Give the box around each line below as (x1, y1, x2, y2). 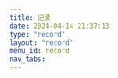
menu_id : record (9, 47, 70, 56)
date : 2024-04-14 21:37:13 (9, 22, 110, 30)
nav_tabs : (9, 55, 46, 64)
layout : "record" (9, 38, 74, 48)
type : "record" (9, 30, 66, 39)
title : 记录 (9, 13, 51, 22)
